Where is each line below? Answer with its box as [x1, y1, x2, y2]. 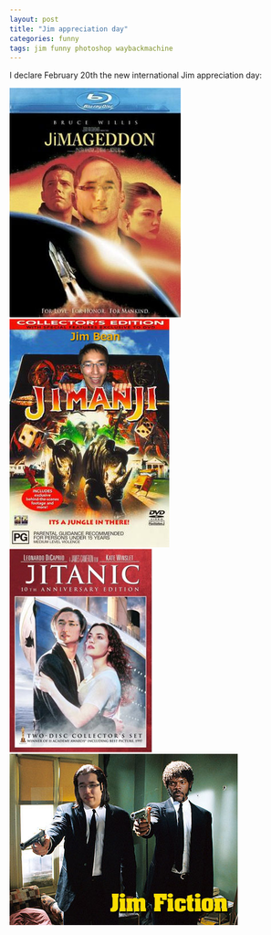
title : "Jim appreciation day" [9, 24, 129, 34]
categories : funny [9, 34, 79, 43]
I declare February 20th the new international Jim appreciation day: [9, 69, 263, 81]
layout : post [9, 15, 59, 24]
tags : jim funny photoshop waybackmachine [9, 44, 173, 53]
